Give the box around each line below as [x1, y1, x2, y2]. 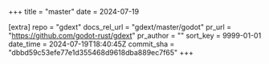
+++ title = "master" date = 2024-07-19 [8, 7, 139, 16]
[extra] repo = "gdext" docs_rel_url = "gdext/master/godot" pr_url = [8, 22, 231, 31]
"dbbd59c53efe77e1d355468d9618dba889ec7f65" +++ [8, 48, 194, 57]
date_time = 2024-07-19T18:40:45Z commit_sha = [8, 39, 175, 49]
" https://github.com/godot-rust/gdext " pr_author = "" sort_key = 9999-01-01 [8, 31, 262, 40]
